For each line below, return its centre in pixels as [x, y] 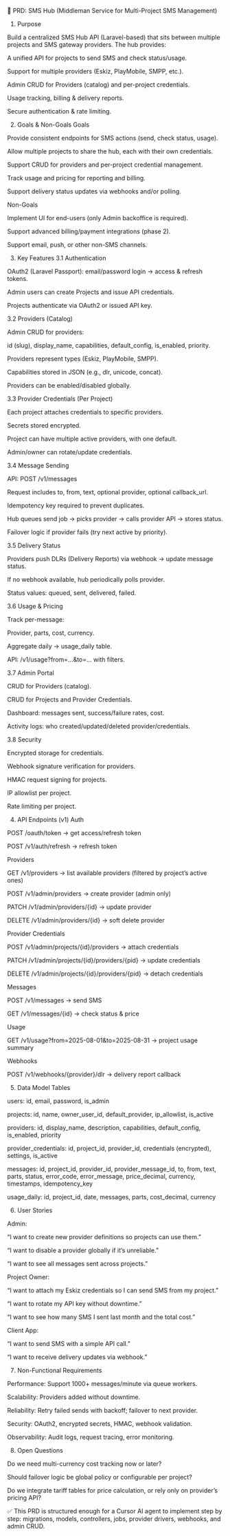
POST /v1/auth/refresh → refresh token [62, 846]
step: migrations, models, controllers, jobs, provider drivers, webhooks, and [114, 1519]
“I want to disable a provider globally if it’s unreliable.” [83, 1250]
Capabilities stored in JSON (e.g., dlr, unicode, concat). [85, 372]
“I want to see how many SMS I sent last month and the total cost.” [101, 1317]
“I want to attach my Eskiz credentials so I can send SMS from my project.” [113, 1290]
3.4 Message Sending [38, 465]
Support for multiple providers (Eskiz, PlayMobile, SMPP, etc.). [95, 71]
